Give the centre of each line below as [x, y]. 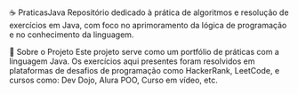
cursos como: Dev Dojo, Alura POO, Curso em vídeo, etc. [113, 80]
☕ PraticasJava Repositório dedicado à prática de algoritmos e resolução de [149, 12]
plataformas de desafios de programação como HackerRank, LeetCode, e [145, 70]
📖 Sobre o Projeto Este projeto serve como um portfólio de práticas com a [145, 52]
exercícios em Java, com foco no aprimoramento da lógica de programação [148, 25]
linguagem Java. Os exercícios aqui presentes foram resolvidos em [132, 61]
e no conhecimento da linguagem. [72, 35]
